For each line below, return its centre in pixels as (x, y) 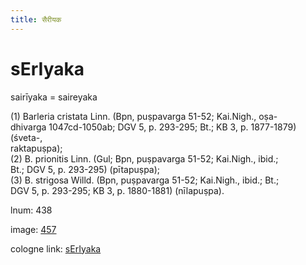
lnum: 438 (31, 210)
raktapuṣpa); (36, 148)
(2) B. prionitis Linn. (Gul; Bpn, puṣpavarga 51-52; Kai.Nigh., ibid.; (144, 158)
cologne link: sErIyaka (56, 248)
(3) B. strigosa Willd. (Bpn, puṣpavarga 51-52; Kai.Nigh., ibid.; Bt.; (145, 180)
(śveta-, (26, 137)
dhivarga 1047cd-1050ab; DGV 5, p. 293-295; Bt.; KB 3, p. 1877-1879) (153, 127)
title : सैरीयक (36, 19)
